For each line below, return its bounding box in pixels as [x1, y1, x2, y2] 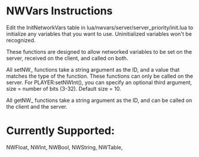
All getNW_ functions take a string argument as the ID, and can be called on [6, 97, 192, 104]
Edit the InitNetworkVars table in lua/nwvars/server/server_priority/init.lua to [6, 24, 194, 31]
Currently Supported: [6, 124, 115, 138]
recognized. [6, 36, 36, 44]
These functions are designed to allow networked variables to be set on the [6, 48, 192, 55]
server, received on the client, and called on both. [6, 54, 128, 61]
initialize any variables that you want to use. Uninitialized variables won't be [6, 30, 192, 37]
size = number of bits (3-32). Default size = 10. [6, 85, 121, 92]
